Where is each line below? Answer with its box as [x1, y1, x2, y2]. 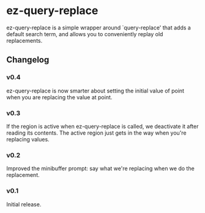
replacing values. [6, 135, 50, 143]
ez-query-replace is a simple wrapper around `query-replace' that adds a [6, 24, 191, 31]
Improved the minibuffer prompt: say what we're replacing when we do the [6, 165, 195, 172]
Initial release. [6, 200, 42, 208]
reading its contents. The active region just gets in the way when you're [6, 129, 187, 136]
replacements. [6, 37, 43, 44]
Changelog [6, 54, 50, 65]
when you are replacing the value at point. [6, 93, 113, 101]
